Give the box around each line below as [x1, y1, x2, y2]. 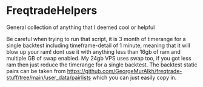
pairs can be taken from [6, 67, 66, 74]
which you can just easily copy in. [92, 74, 177, 81]
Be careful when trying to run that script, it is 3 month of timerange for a [6, 35, 186, 42]
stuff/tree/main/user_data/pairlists [6, 74, 92, 81]
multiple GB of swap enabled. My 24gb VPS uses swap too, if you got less [6, 54, 192, 62]
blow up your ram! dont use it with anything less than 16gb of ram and [6, 48, 181, 55]
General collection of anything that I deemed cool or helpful [6, 24, 155, 31]
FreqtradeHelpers [6, 4, 98, 18]
